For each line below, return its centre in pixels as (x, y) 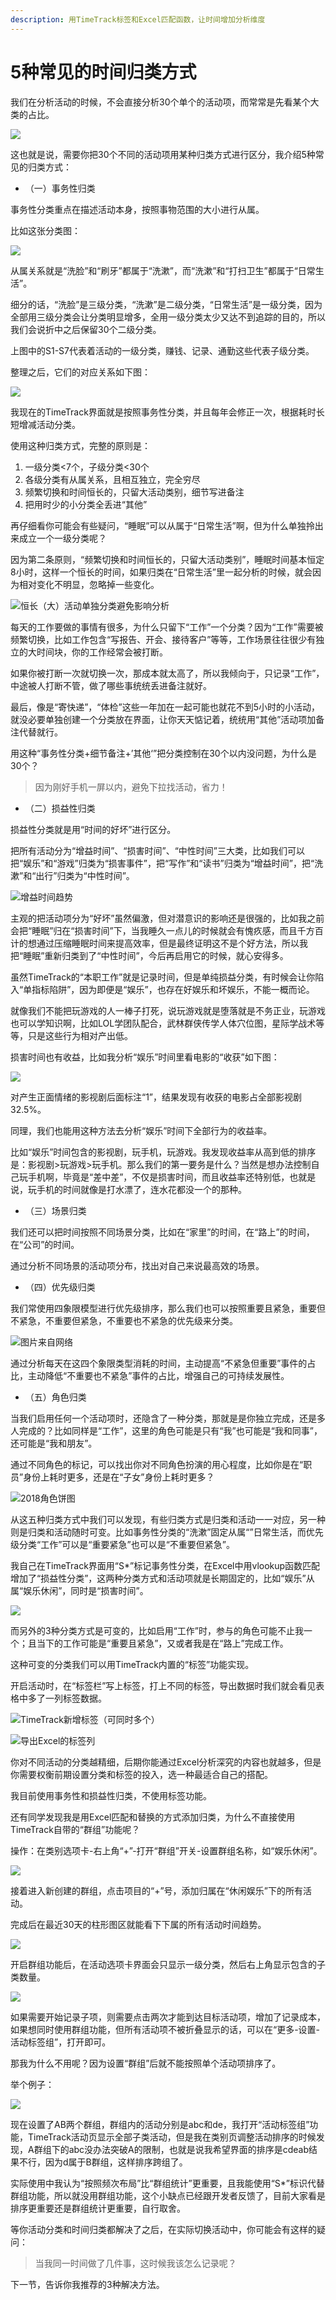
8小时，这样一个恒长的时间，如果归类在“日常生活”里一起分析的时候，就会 (161, 572)
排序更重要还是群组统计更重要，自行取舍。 (98, 2208)
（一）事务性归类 (60, 188)
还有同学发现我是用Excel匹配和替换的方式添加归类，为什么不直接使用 (153, 1817)
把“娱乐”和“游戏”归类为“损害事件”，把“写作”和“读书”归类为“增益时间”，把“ (162, 863)
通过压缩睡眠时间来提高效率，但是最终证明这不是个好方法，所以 (168, 943)
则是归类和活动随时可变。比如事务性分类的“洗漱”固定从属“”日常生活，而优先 (167, 1532)
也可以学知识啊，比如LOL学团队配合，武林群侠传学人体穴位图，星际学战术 (163, 1023)
